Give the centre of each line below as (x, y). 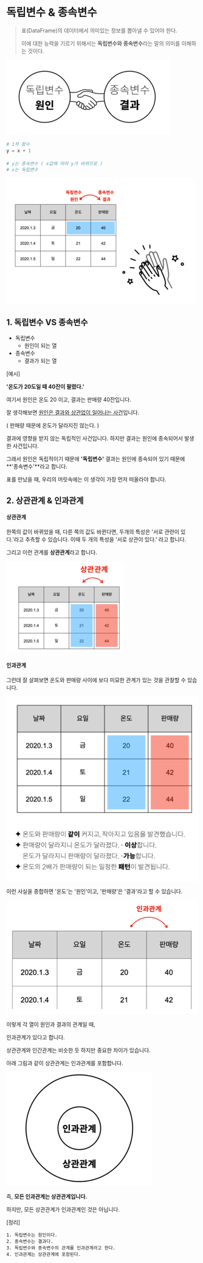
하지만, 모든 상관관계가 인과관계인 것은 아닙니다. (63, 1209)
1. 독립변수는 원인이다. (32, 1235)
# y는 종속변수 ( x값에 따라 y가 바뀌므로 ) (55, 164)
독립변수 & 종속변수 (52, 12)
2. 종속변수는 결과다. (30, 1241)
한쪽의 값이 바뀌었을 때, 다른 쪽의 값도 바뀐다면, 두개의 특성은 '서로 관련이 (93, 531)
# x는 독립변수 (22, 170)
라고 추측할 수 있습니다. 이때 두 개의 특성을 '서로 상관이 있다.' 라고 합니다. (100, 539)
